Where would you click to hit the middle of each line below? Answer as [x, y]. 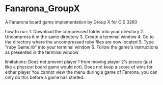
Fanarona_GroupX [42, 9]
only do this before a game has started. [45, 77]
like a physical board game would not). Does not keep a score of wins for [79, 67]
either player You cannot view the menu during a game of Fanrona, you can [81, 72]
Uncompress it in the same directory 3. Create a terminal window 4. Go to [79, 37]
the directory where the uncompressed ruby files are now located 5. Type [80, 42]
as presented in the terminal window [42, 52]
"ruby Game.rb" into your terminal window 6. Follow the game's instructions [82, 47]
